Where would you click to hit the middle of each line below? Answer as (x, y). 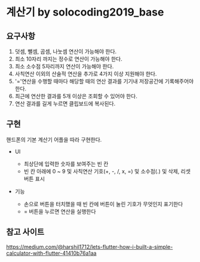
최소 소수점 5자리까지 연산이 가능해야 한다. (64, 66)
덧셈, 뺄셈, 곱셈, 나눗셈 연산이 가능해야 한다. (66, 52)
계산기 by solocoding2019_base (85, 12)
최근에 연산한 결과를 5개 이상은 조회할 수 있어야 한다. (76, 96)
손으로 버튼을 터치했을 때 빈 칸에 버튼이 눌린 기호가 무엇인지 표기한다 (103, 204)
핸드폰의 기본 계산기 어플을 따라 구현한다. (54, 139)
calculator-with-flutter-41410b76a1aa (51, 253)
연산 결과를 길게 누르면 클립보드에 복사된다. (65, 104)
